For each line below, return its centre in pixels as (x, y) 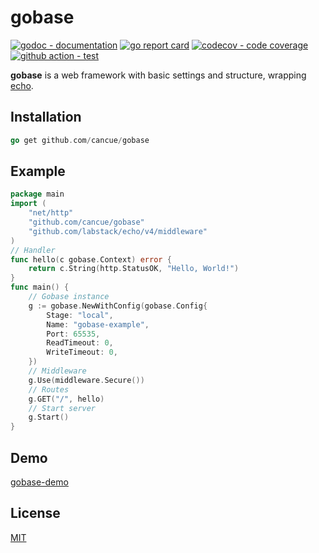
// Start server (62, 408)
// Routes (49, 389)
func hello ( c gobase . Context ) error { (91, 259)
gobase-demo (39, 482)
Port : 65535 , (73, 334)
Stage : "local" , (80, 315)
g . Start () (49, 417)
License (35, 513)
